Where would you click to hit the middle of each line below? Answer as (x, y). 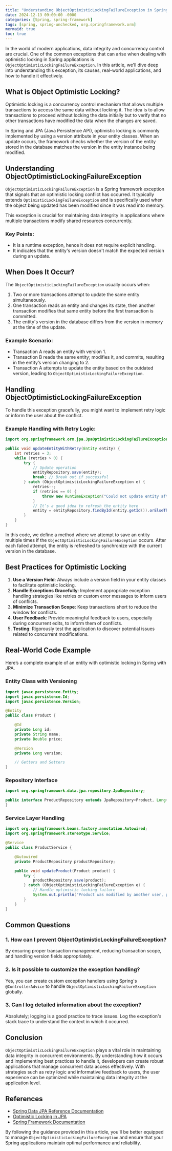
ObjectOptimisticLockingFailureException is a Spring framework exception (85, 189)
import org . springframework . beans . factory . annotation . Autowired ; (76, 829)
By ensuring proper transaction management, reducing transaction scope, (83, 951)
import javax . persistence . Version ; (43, 701)
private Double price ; (39, 739)
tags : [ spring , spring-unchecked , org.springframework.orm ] (71, 24)
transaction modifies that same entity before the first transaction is (83, 310)
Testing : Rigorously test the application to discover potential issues (84, 629)
